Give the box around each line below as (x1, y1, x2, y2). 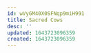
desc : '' (7, 23, 32, 30)
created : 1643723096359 (7, 36, 76, 43)
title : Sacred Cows (7, 17, 63, 23)
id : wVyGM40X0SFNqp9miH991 (7, 10, 85, 17)
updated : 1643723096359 (7, 29, 76, 36)
